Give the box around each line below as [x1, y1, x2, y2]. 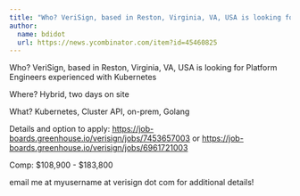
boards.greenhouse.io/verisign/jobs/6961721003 [9, 143, 188, 153]
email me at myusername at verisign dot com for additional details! [9, 177, 254, 188]
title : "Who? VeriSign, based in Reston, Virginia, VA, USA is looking [9, 12, 281, 22]
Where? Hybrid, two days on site [9, 89, 129, 100]
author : [9, 21, 38, 30]
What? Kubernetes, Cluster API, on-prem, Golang [9, 106, 190, 117]
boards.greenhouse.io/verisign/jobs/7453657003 [9, 133, 190, 143]
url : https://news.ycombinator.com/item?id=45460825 [17, 37, 218, 47]
